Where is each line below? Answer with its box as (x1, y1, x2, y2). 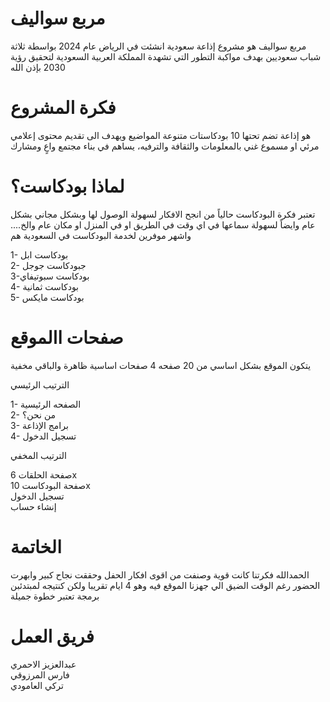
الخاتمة (10, 535, 62, 558)
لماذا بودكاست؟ (10, 175, 125, 198)
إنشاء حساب (10, 500, 57, 512)
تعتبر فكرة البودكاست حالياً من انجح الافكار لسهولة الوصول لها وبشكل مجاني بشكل (10, 208, 316, 220)
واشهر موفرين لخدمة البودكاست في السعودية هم (10, 229, 192, 241)
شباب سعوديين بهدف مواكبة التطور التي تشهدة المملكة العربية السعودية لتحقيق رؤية (10, 50, 322, 62)
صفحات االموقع (10, 327, 124, 349)
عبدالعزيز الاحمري (10, 658, 77, 670)
